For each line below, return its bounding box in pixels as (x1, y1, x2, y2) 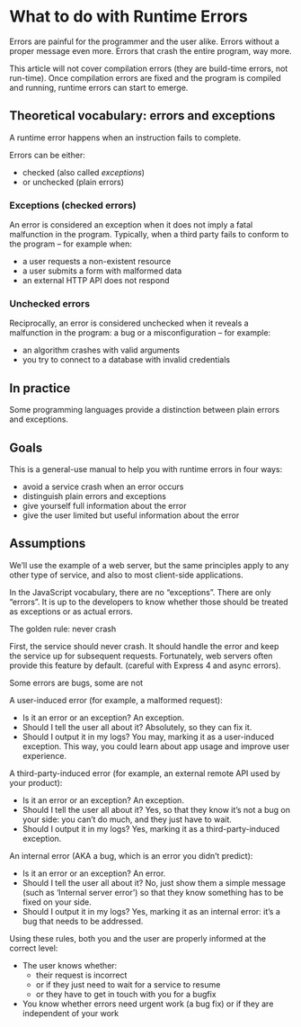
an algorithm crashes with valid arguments (22, 344, 181, 356)
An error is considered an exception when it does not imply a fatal (9, 219, 253, 230)
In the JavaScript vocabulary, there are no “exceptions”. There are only (9, 586, 271, 597)
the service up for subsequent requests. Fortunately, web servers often (9, 650, 273, 661)
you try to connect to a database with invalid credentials (22, 354, 231, 365)
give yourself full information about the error (22, 500, 187, 511)
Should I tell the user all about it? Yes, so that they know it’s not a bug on (22, 804, 290, 815)
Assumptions (9, 536, 86, 551)
